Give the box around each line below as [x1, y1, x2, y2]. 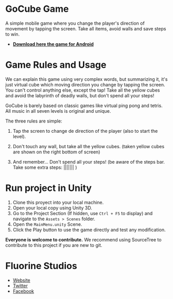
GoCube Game [5, 3, 69, 15]
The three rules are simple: [5, 118, 63, 124]
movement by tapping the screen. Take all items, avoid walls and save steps [5, 25, 166, 31]
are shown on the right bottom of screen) [12, 149, 100, 155]
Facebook [12, 288, 34, 294]
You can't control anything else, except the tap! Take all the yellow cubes [5, 87, 160, 93]
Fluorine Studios [5, 260, 77, 272]
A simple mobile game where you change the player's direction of [5, 20, 145, 26]
